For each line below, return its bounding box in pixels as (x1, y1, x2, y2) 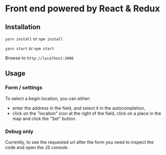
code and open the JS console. (5, 144, 69, 150)
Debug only (5, 128, 34, 135)
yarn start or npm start (5, 46, 55, 51)
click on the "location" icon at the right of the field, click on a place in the (12, 110, 162, 116)
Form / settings (5, 84, 43, 91)
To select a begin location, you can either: (5, 95, 91, 102)
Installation (5, 23, 41, 31)
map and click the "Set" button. (12, 115, 77, 121)
